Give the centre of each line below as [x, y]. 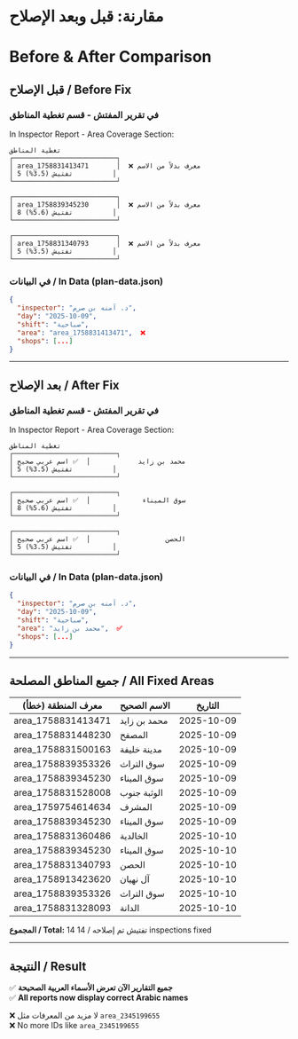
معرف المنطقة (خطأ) [62, 705]
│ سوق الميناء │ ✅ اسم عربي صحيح [98, 500]
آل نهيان [135, 879]
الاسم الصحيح [145, 705]
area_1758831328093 [63, 909]
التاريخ [208, 705]
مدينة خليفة [141, 750]
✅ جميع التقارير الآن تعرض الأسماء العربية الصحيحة [91, 988]
